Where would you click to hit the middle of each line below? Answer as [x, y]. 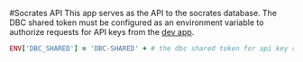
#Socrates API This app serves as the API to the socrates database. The [143, 13]
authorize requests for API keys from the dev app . [102, 32]
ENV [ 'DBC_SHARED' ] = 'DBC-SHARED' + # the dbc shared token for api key [149, 49]
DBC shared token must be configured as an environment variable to [137, 22]
